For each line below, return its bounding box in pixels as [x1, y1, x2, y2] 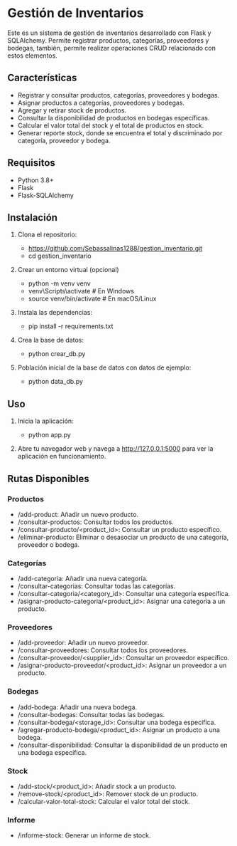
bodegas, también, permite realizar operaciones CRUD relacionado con [7, 43, 216, 52]
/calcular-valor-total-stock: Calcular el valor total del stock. [17, 798, 190, 806]
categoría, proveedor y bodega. [17, 136, 111, 145]
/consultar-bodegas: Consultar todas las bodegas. [17, 710, 165, 719]
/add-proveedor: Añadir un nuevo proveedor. [17, 639, 150, 647]
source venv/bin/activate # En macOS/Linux [28, 294, 157, 303]
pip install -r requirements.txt [28, 322, 114, 330]
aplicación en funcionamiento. [17, 452, 106, 461]
